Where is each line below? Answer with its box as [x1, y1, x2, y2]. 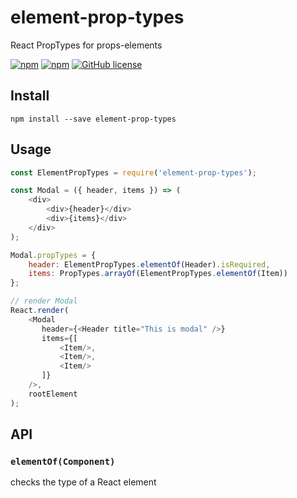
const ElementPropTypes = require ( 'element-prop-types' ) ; [10, 167, 257, 178]
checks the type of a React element [10, 476, 157, 488]
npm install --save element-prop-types [10, 114, 177, 124]
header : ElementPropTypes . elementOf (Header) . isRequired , [28, 259, 271, 270]
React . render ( [10, 306, 70, 316]
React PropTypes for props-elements [10, 39, 163, 51]
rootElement [28, 389, 78, 399]
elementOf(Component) [10, 456, 116, 467]
